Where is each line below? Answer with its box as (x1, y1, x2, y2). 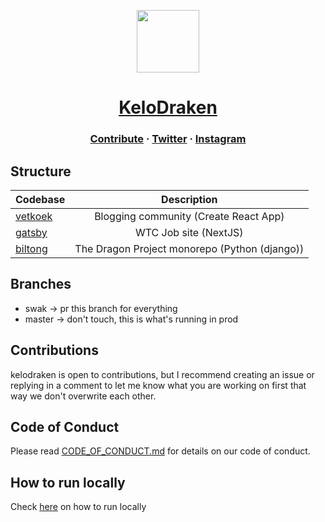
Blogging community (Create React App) (94, 209, 285, 223)
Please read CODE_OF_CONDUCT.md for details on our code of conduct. (10, 445, 311, 457)
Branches (10, 276, 72, 293)
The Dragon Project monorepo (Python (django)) (74, 241, 305, 255)
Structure (10, 163, 72, 180)
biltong (15, 241, 48, 255)
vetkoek (15, 209, 53, 223)
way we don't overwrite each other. (10, 390, 157, 402)
